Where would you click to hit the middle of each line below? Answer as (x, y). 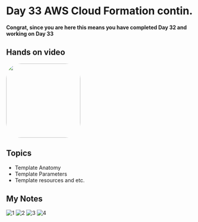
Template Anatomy (38, 167)
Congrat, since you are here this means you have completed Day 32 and (96, 27)
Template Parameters (41, 174)
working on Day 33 (30, 33)
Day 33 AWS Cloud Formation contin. (100, 11)
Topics (19, 153)
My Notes (25, 199)
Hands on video (36, 53)
